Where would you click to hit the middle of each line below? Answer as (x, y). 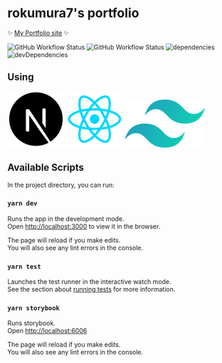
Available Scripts (46, 168)
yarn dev (22, 204)
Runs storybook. (31, 323)
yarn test (24, 266)
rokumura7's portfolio (73, 13)
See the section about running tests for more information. (91, 290)
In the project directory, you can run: (61, 185)
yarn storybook (34, 308)
